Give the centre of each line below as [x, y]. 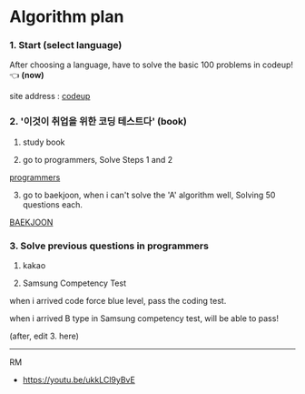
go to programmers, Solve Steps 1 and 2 [98, 159]
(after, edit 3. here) [44, 336]
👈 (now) [27, 76]
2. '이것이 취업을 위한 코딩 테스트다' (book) [98, 122]
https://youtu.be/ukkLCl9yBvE [79, 380]
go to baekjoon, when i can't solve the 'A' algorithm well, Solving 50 [149, 195]
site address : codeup [50, 96]
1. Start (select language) [66, 45]
